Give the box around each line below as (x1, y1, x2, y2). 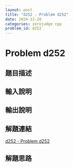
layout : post (5, 7, 33, 13)
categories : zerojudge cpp (5, 21, 62, 27)
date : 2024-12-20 (5, 17, 42, 22)
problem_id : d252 (5, 26, 42, 31)
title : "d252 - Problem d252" (5, 12, 69, 17)
